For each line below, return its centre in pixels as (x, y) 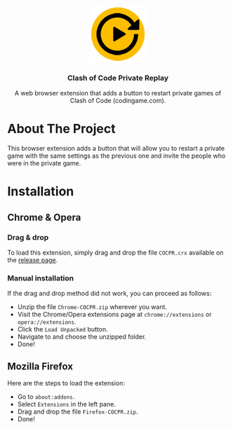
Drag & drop (28, 237)
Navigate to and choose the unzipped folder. (82, 337)
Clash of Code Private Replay (118, 78)
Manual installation (41, 278)
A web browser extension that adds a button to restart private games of (118, 93)
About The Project (61, 129)
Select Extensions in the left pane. (66, 404)
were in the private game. (44, 163)
